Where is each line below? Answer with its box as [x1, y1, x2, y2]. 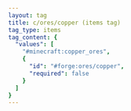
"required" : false [28, 70, 89, 77]
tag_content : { [8, 33, 58, 41]
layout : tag [8, 11, 47, 20]
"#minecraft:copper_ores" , [22, 48, 111, 55]
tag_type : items [8, 26, 61, 34]
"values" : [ [15, 41, 55, 48]
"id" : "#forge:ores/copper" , [28, 63, 125, 70]
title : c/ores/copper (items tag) [8, 19, 122, 27]
